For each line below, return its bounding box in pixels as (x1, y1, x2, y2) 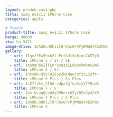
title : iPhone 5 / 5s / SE (14, 58, 70, 63)
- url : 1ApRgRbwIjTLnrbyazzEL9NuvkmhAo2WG (9, 63, 99, 68)
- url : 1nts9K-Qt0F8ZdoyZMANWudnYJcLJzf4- (9, 72, 99, 77)
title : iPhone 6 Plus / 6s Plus (14, 77, 81, 82)
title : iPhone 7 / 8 (14, 86, 57, 91)
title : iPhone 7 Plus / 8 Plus (14, 95, 79, 100)
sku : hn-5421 (5, 39, 32, 45)
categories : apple (5, 16, 43, 21)
